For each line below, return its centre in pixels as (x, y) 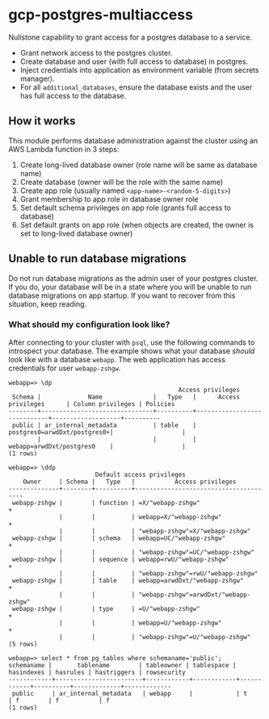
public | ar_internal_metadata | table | (104, 425)
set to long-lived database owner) (76, 233)
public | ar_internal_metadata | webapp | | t (130, 693)
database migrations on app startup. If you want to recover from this (122, 295)
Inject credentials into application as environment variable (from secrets (139, 69)
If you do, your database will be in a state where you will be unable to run (130, 286)
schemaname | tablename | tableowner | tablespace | (122, 665)
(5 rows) (23, 644)
